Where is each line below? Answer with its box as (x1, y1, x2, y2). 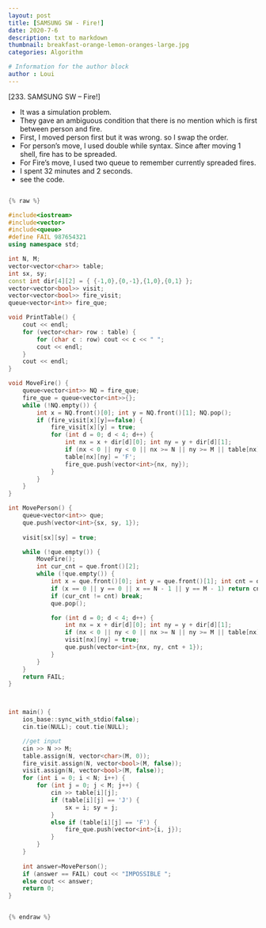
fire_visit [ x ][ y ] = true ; (50, 423, 136, 432)
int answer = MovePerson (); (22, 862, 108, 870)
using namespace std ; (8, 241, 80, 249)
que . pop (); (50, 599, 87, 607)
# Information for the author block (8, 63, 129, 71)
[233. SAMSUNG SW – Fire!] (8, 92, 101, 101)
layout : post (8, 11, 51, 20)
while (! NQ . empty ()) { (22, 401, 97, 409)
